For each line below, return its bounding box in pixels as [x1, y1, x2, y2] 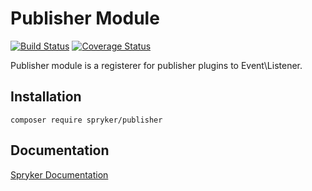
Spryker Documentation [10, 168, 109, 181]
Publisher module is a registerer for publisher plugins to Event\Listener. [10, 59, 303, 71]
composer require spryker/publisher [10, 115, 163, 125]
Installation [10, 88, 82, 106]
